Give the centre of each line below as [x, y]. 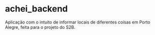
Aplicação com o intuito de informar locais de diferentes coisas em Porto [78, 22]
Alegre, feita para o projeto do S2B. [40, 27]
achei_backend [36, 9]
